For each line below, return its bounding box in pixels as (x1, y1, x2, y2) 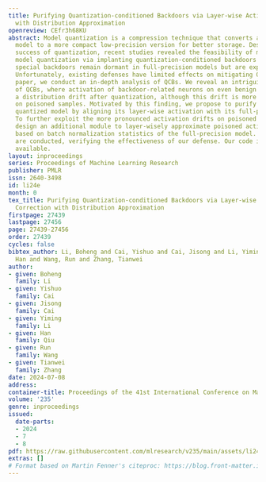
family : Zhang (15, 366, 62, 374)
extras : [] (8, 454, 44, 463)
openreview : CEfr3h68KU (8, 26, 87, 34)
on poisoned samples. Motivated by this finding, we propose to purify (15, 100, 257, 108)
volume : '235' (8, 395, 55, 403)
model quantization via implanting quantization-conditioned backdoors (15, 56, 257, 64)
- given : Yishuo (8, 285, 62, 293)
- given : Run (8, 344, 51, 352)
